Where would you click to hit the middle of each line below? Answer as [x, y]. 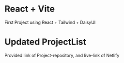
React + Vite [30, 9]
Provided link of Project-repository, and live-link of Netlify [62, 55]
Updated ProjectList [46, 42]
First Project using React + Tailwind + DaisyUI [50, 22]
